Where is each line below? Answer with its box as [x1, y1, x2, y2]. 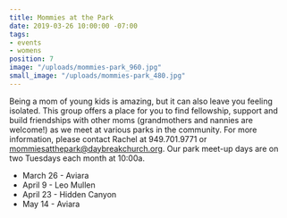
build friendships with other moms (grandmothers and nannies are [9, 114, 253, 125]
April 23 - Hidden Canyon [21, 189, 117, 199]
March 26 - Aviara [21, 170, 89, 180]
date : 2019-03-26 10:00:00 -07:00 [9, 21, 139, 30]
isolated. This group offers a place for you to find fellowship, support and [9, 105, 279, 116]
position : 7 [9, 54, 54, 63]
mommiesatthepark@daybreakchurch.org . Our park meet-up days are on [9, 143, 279, 154]
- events [9, 38, 42, 47]
